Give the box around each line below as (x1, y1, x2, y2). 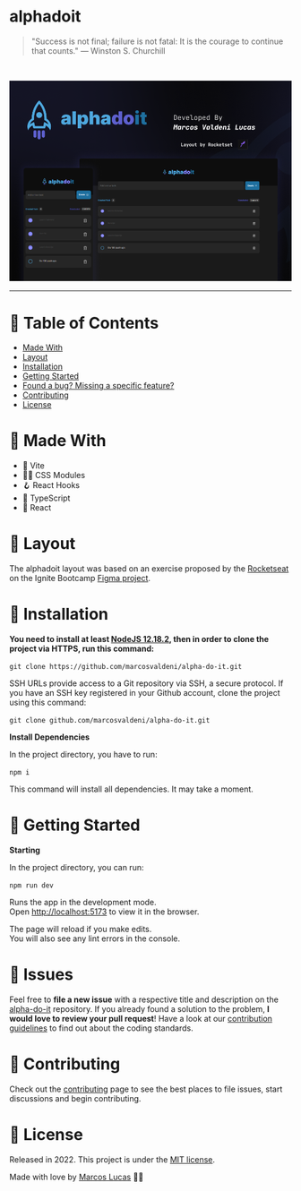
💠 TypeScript (21, 493, 71, 503)
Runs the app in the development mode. (9, 897, 157, 908)
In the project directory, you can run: (9, 862, 144, 873)
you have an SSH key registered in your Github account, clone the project (9, 688, 280, 698)
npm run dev (9, 881, 54, 890)
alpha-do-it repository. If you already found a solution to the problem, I (9, 1003, 271, 1014)
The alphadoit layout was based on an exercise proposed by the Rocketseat (9, 563, 289, 574)
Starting (9, 844, 40, 856)
